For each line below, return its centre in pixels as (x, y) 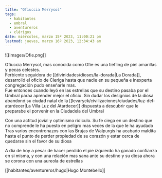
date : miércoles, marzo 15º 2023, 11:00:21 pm (53, 37)
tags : (10, 14)
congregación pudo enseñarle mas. (41, 85)
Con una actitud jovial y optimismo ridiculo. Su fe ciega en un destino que (79, 120)
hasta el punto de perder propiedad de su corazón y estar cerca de (72, 136)
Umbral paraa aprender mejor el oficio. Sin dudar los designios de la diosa (79, 95)
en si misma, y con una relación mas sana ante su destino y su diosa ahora (80, 156)
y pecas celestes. (23, 70)
